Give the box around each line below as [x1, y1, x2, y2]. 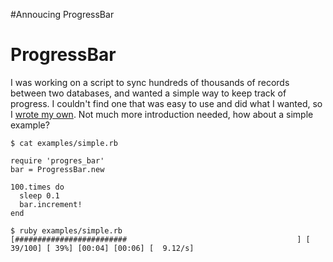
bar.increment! [19, 199, 83, 209]
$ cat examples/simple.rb [10, 138, 118, 148]
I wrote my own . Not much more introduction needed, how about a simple [10, 108, 314, 120]
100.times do [10, 182, 65, 192]
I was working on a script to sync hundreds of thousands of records [10, 76, 290, 88]
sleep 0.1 [19, 190, 60, 201]
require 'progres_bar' [10, 155, 105, 166]
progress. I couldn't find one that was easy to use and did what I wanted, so [10, 97, 323, 109]
